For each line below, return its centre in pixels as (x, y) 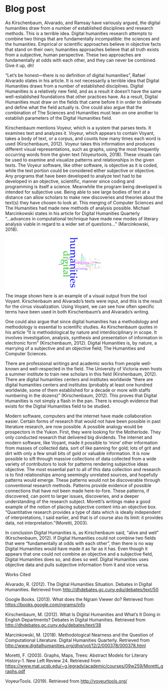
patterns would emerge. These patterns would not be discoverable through (83, 480)
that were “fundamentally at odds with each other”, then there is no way (79, 543)
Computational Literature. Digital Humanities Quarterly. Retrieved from (77, 640)
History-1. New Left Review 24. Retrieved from (53, 660)
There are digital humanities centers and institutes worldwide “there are (79, 379)
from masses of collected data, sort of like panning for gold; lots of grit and (83, 448)
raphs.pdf (15, 671)
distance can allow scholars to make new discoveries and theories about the (84, 197)
